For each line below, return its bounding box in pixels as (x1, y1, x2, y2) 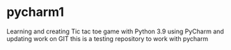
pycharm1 (6, 4, 64, 20)
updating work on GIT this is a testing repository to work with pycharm (6, 34, 209, 42)
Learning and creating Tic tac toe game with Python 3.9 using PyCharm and (6, 27, 224, 35)
